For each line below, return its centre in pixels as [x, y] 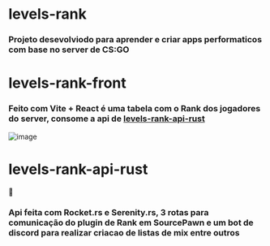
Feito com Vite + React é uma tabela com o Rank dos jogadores [135, 109]
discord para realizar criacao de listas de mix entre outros [124, 233]
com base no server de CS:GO [69, 50]
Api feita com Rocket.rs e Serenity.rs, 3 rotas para [109, 213]
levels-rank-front [68, 83]
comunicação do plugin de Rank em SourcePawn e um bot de [131, 222]
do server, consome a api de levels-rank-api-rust [107, 119]
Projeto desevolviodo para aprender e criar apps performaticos [135, 40]
